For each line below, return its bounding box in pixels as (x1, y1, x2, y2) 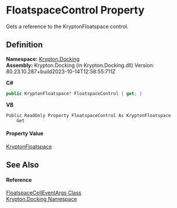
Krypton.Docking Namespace (6, 196, 77, 203)
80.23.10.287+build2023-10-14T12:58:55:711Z (6, 68, 116, 75)
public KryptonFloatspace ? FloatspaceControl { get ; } (6, 90, 143, 97)
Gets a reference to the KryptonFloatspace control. (6, 23, 129, 30)
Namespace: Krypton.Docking (6, 55, 80, 62)
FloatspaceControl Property (6, 4, 145, 17)
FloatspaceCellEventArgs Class (6, 189, 82, 196)
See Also (6, 160, 39, 170)
